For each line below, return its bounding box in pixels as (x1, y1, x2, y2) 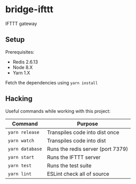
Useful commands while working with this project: (5, 108, 111, 114)
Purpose (77, 120, 98, 127)
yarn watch (8, 137, 34, 144)
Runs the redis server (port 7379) (47, 145, 128, 152)
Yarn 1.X (12, 70, 31, 76)
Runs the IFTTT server (47, 153, 101, 160)
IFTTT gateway (5, 20, 37, 27)
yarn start (8, 154, 34, 160)
